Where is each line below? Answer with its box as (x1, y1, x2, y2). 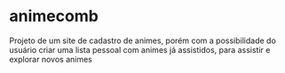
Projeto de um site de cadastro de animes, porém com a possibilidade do (9, 35, 277, 46)
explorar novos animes (9, 54, 93, 64)
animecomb (9, 6, 99, 26)
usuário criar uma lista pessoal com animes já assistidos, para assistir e (9, 44, 271, 55)
